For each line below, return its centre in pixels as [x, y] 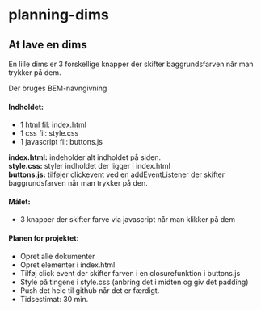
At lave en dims [48, 45]
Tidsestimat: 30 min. [54, 299]
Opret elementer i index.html [67, 265]
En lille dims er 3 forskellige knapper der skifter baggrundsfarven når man [131, 64]
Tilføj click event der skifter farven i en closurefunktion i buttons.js [130, 273]
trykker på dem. [35, 73]
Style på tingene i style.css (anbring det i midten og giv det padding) [134, 282]
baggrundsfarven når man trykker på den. [78, 183]
